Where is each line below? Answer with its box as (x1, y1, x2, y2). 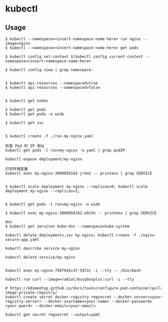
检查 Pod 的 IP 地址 (5, 143, 44, 148)
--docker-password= (111, 299, 152, 304)
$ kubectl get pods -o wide (5, 112, 65, 117)
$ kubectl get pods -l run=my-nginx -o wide (5, 202, 100, 207)
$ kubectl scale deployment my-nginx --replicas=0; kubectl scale (5, 184, 148, 189)
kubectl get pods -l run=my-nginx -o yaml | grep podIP (5, 148, 125, 153)
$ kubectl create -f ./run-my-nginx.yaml (5, 134, 94, 139)
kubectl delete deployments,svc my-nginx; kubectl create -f (5, 233, 137, 238)
